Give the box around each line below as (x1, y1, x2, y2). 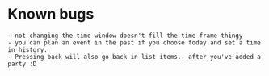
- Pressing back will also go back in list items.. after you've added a (7, 53, 262, 61)
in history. (7, 45, 48, 53)
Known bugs (7, 5, 95, 23)
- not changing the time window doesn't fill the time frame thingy (7, 32, 243, 40)
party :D (7, 60, 37, 68)
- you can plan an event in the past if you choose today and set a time (7, 38, 262, 47)
